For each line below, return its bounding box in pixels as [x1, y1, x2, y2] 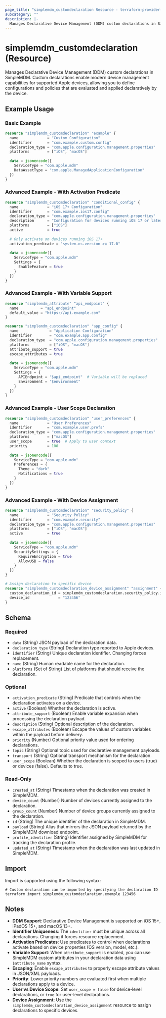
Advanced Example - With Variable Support [5, 290, 112, 297]
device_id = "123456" [9, 595, 81, 600]
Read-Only [5, 776, 32, 783]
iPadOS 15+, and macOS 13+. [12, 923, 72, 929]
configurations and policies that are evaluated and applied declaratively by [5, 85, 157, 91]
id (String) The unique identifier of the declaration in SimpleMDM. [12, 818, 146, 824]
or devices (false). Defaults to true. [12, 763, 83, 769]
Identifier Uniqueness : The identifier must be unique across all [12, 928, 145, 934]
